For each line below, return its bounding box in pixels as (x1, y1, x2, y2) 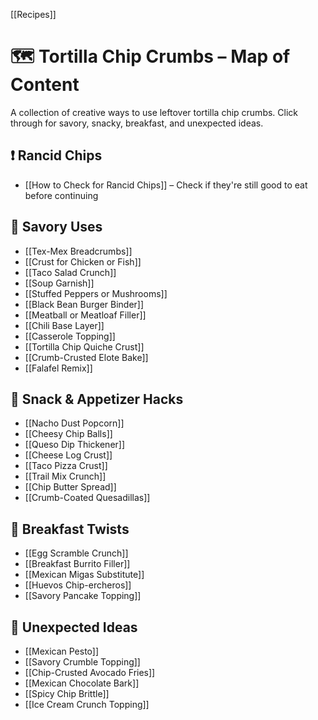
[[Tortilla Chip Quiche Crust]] (24, 340, 145, 353)
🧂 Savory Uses (10, 219, 103, 236)
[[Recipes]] (10, 9, 57, 20)
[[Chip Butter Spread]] (24, 481, 117, 493)
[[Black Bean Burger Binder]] (24, 298, 145, 310)
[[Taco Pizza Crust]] (24, 460, 108, 472)
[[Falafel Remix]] (24, 362, 93, 374)
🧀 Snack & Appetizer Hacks (10, 390, 184, 408)
